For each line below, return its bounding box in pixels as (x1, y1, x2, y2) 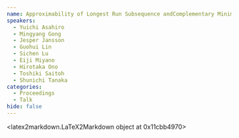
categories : (6, 83, 42, 90)
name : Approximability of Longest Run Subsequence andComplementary (6, 10, 215, 18)
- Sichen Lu (13, 51, 49, 58)
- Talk (13, 97, 33, 104)
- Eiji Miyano (13, 57, 55, 64)
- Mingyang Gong (13, 30, 61, 38)
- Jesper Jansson (13, 37, 65, 44)
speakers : (6, 17, 36, 24)
